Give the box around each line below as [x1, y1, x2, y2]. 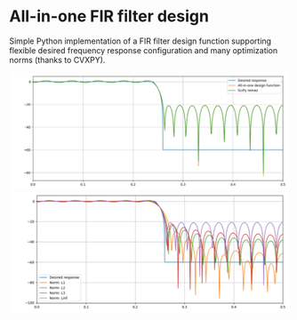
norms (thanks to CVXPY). [9, 54, 106, 65]
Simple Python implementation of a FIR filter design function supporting [9, 36, 272, 46]
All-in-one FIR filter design [9, 6, 209, 27]
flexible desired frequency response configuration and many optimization [9, 44, 278, 55]
